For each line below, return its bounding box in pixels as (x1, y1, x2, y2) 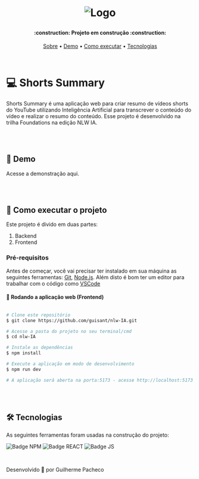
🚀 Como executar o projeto (6, 205, 107, 215)
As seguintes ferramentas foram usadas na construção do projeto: (6, 431, 169, 438)
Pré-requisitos (6, 254, 49, 262)
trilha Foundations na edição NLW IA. (6, 119, 98, 126)
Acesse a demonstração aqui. (6, 170, 79, 177)
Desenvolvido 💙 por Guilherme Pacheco (6, 466, 104, 473)
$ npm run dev (6, 366, 42, 372)
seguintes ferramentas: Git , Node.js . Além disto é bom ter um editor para (6, 273, 185, 280)
